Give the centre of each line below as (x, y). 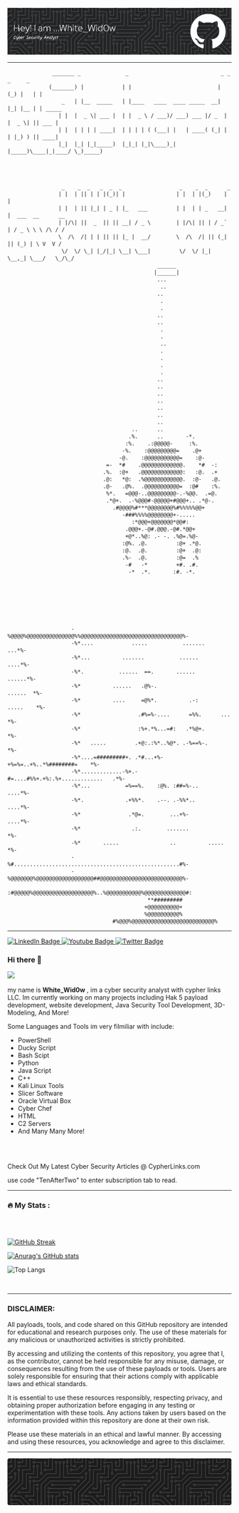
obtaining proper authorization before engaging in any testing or (101, 1405)
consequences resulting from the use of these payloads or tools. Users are (117, 1368)
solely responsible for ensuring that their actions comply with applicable (113, 1376)
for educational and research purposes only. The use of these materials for (117, 1332)
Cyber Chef (34, 1109)
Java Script (34, 1071)
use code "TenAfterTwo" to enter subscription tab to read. (92, 1180)
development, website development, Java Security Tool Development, (110, 1005)
